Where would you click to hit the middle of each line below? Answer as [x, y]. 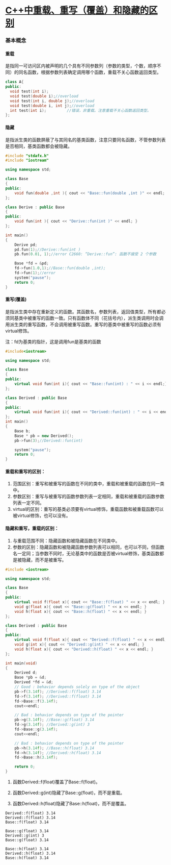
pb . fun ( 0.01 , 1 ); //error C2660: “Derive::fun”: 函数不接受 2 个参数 [85, 254]
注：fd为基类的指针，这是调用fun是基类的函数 [53, 341]
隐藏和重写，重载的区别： [32, 528]
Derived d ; [26, 673]
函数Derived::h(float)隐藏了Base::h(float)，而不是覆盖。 [70, 804]
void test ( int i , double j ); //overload [52, 101]
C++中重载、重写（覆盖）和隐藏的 [77, 10]
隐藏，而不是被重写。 [44, 560]
